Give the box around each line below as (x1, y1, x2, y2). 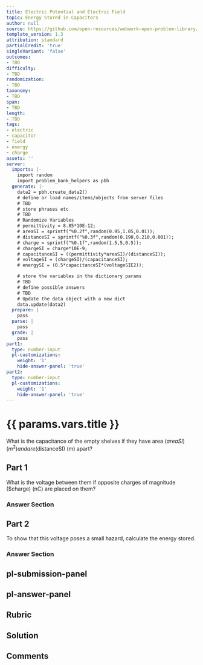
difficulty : (6, 65, 36, 71)
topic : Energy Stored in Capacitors (6, 15, 98, 21)
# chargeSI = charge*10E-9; (17, 245, 88, 251)
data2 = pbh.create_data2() (17, 189, 88, 195)
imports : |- (11, 167, 42, 173)
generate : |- (11, 184, 45, 190)
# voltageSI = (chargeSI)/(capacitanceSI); (17, 257, 129, 263)
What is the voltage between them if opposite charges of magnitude (6, 478, 176, 486)
